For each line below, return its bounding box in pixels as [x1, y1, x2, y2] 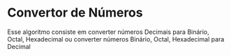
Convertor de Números [7, 5, 143, 21]
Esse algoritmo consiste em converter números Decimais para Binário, [7, 28, 209, 36]
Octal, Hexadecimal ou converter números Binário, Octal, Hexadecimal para [7, 35, 225, 43]
